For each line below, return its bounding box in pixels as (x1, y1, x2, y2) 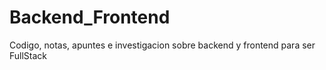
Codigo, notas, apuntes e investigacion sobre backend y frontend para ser (9, 39, 316, 51)
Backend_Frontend (9, 6, 171, 29)
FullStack (9, 49, 48, 61)
